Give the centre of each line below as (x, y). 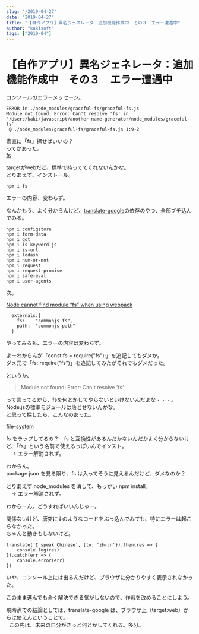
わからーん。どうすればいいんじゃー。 (53, 506)
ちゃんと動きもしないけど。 (40, 534)
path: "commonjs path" (46, 326)
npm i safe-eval (26, 276)
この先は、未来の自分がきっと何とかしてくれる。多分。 (76, 625)
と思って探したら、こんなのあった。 (50, 415)
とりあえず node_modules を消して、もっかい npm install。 (78, 486)
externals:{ (26, 316)
